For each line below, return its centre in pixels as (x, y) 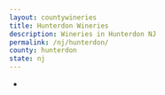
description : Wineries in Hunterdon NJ (83, 34)
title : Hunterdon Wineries (59, 26)
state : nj (27, 59)
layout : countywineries (53, 17)
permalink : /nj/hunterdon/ (59, 42)
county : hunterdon (43, 51)
